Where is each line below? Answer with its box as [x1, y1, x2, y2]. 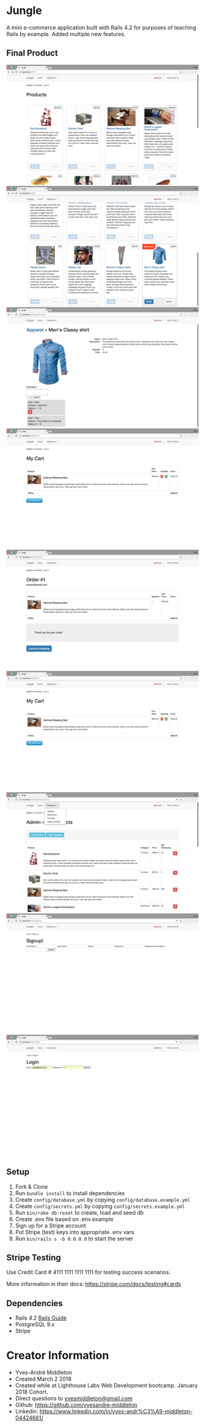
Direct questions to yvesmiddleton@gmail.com [15, 1395, 133, 1402]
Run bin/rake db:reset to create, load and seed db [15, 1209, 144, 1216]
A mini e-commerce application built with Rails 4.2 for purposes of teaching [6, 24, 196, 31]
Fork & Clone [15, 1183, 48, 1190]
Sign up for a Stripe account [15, 1221, 87, 1229]
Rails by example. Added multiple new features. [6, 30, 126, 37]
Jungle [6, 4, 43, 18]
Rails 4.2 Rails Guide [15, 1314, 67, 1321]
